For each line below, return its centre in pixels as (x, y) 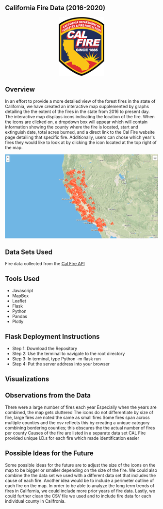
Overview (20, 89)
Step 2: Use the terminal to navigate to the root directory (68, 353)
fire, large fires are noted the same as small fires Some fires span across (77, 417)
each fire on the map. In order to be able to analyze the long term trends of (80, 485)
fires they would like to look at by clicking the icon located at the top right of (81, 142)
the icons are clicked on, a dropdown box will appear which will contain (76, 122)
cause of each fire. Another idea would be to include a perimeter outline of (80, 480)
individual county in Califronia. (35, 501)
